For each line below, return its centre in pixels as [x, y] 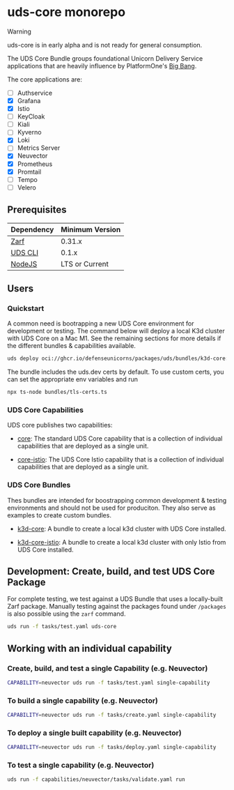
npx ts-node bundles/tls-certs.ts [57, 392]
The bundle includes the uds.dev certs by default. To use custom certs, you [116, 372]
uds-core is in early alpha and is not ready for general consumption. [105, 45]
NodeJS [24, 264]
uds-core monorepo [67, 12]
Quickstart [26, 308]
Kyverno [29, 132]
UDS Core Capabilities [45, 410]
